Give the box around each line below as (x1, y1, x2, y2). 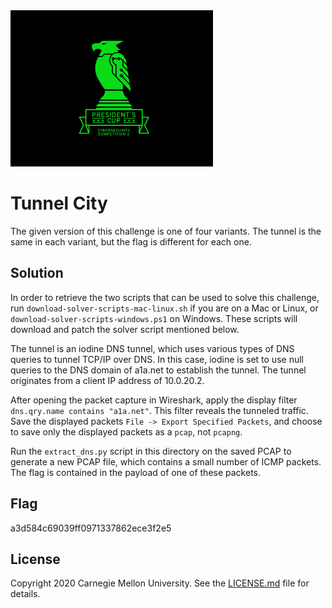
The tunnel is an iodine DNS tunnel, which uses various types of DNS (10, 342, 295, 354)
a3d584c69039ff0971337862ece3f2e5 (10, 522, 172, 534)
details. (10, 588, 41, 600)
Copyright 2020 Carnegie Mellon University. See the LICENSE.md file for (10, 577, 310, 589)
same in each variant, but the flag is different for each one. (10, 235, 252, 248)
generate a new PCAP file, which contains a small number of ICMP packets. (10, 455, 322, 468)
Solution (10, 265, 64, 282)
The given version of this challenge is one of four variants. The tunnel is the (10, 225, 322, 237)
